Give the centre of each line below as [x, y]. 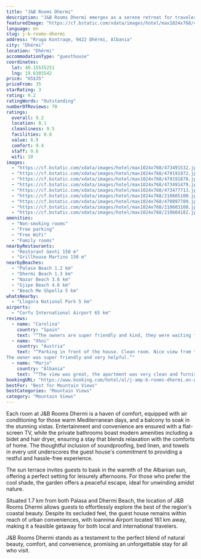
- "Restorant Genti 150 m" [45, 252]
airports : [19, 307]
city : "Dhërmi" [25, 46]
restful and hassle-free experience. [50, 458]
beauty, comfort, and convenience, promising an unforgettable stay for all [97, 544]
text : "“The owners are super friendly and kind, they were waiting [104, 335]
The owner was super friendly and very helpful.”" [71, 357]
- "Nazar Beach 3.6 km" [41, 279]
